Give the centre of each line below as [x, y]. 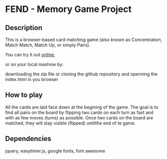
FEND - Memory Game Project [69, 9]
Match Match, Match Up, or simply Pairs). [48, 45]
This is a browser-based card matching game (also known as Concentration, [84, 39]
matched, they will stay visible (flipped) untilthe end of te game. [71, 123]
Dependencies [28, 139]
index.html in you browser [32, 79]
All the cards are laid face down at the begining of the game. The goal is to [82, 107]
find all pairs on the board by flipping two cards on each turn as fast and [79, 112]
